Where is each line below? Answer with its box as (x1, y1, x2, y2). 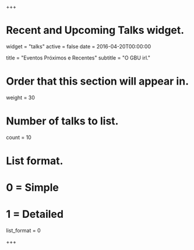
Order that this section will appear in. (6, 75, 189, 88)
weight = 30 (6, 94, 35, 101)
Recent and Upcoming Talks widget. (6, 24, 185, 37)
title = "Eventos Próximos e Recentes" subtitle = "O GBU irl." (6, 54, 150, 61)
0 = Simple (6, 181, 59, 195)
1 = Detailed (6, 208, 64, 221)
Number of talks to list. (6, 114, 119, 128)
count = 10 (6, 134, 32, 141)
